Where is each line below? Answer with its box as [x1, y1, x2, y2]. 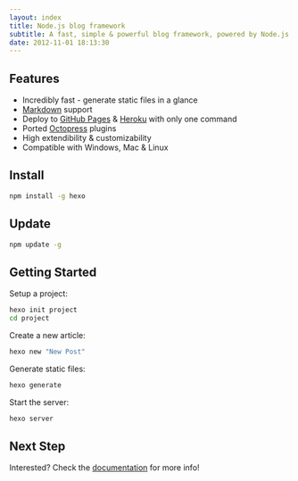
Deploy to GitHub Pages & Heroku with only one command [21, 113, 238, 125]
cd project [9, 314, 50, 323]
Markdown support [21, 104, 93, 115]
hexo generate [9, 380, 62, 389]
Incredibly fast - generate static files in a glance [21, 95, 198, 105]
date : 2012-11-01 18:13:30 [9, 37, 110, 47]
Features [9, 70, 60, 86]
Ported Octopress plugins [21, 123, 117, 134]
